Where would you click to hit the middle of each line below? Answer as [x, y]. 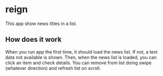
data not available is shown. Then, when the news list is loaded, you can [81, 57]
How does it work [34, 40]
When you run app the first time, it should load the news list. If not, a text [81, 52]
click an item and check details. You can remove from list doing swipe [78, 63]
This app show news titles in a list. [41, 23]
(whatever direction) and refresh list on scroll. [53, 68]
